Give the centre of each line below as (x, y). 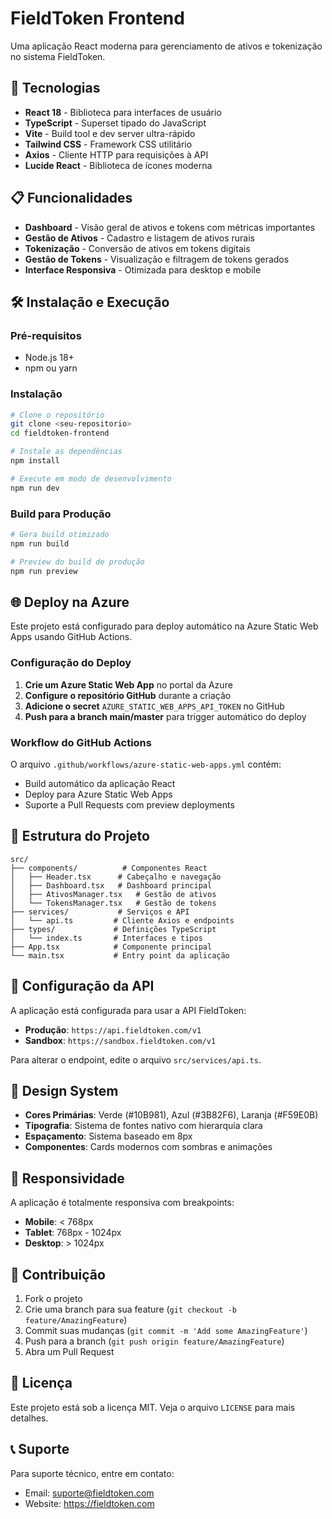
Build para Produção (61, 514)
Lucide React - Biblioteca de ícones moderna (118, 165)
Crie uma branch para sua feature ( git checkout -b (130, 1309)
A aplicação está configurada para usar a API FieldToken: (128, 1010)
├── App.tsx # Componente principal (111, 947)
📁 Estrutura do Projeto (80, 836)
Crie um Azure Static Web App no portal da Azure (128, 684)
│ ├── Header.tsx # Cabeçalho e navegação (116, 877)
